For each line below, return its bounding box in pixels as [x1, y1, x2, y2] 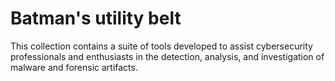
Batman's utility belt [10, 7, 182, 30]
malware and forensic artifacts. [10, 61, 138, 73]
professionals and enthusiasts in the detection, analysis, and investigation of [10, 50, 325, 62]
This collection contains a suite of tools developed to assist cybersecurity [10, 40, 313, 52]
